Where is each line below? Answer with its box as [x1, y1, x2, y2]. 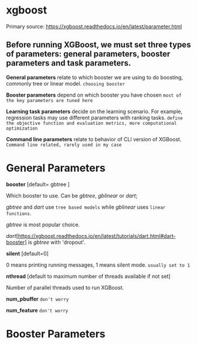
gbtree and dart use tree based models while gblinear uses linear [6, 203, 166, 210]
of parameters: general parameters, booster [6, 49, 171, 59]
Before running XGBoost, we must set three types [6, 40, 191, 50]
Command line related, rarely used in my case [6, 142, 122, 148]
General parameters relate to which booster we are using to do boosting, [6, 74, 184, 81]
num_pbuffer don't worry [6, 295, 69, 302]
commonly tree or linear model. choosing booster [6, 80, 125, 87]
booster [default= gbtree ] [6, 180, 70, 188]
